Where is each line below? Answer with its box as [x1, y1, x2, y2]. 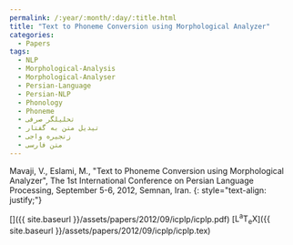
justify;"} [9, 194, 43, 205]
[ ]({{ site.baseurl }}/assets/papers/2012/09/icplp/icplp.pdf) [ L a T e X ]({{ [9, 211, 271, 227]
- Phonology [17, 97, 64, 107]
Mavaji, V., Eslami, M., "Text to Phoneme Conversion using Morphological [9, 165, 285, 176]
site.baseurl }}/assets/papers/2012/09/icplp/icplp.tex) [9, 225, 211, 237]
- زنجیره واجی [17, 132, 71, 141]
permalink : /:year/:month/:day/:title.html [9, 13, 177, 23]
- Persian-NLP [17, 89, 71, 98]
